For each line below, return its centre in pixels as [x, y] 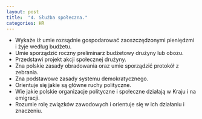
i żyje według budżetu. [43, 47]
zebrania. [27, 72]
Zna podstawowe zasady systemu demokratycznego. [82, 79]
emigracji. [28, 98]
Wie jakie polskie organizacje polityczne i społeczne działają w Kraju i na [106, 92]
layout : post [23, 12]
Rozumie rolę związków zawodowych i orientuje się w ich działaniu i [99, 105]
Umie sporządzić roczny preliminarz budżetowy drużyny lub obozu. [99, 53]
